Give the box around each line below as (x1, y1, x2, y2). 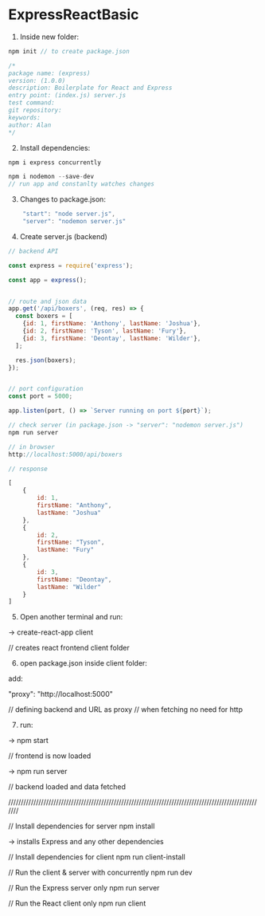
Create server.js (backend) (19, 231, 107, 241)
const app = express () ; (8, 276, 88, 284)
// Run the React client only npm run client (8, 898, 146, 908)
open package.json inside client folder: (19, 658, 147, 668)
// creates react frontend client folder (8, 643, 130, 653)
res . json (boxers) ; (15, 356, 77, 364)
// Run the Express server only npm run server (8, 883, 160, 893)
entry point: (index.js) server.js (8, 92, 127, 100)
